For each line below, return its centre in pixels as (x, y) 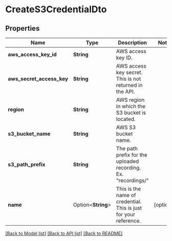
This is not (128, 79)
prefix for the (132, 155)
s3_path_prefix (27, 165)
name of (126, 195)
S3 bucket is (131, 113)
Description (132, 43)
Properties (23, 28)
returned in (129, 85)
